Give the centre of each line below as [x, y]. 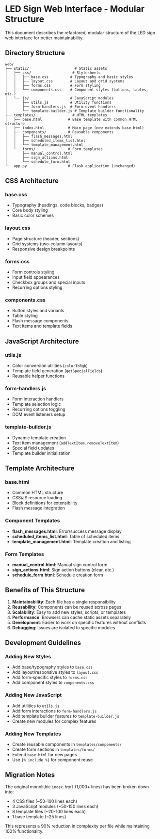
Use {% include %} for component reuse [52, 760]
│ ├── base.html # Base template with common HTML [71, 119]
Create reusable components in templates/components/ [67, 744]
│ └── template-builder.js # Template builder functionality [75, 111]
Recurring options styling [37, 287]
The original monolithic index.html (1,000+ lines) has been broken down [77, 787]
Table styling [25, 316]
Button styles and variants [38, 311]
